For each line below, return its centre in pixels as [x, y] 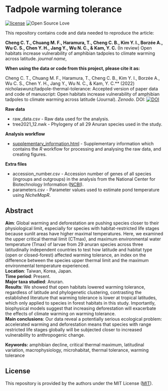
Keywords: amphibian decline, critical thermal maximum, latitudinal [75, 344]
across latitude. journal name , [36, 58]
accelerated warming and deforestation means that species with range [78, 324]
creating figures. [29, 154]
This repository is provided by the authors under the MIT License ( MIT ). [79, 383]
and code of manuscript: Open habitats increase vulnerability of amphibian [82, 94]
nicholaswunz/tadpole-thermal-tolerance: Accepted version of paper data [82, 88]
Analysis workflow [25, 134]
